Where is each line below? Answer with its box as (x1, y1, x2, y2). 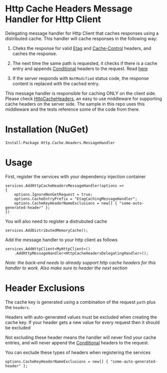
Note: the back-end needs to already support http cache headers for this (5, 259, 156, 265)
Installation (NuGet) (5, 124, 88, 135)
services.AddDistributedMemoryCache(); (5, 228, 88, 233)
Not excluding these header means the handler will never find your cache (5, 334, 156, 340)
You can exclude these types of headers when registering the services (5, 349, 151, 355)
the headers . (5, 304, 30, 310)
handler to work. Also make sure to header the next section (5, 265, 127, 271)
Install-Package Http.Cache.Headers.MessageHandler (5, 140, 115, 145)
